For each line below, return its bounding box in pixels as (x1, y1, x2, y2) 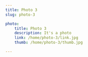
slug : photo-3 (5, 12, 36, 17)
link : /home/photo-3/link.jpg (14, 35, 79, 40)
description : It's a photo (14, 31, 72, 36)
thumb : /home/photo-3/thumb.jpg (14, 40, 83, 45)
